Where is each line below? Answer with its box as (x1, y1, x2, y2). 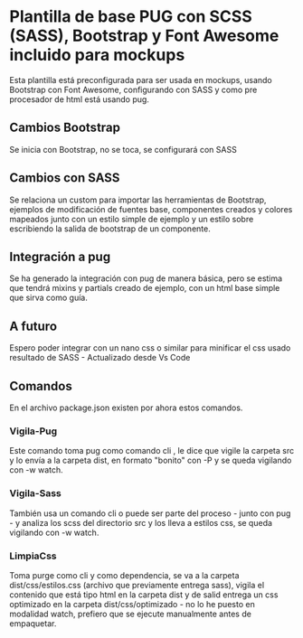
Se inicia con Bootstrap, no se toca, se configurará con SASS (9, 144, 237, 155)
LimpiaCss (9, 549, 57, 562)
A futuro (9, 318, 57, 333)
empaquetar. (9, 617, 57, 629)
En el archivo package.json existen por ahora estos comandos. (9, 402, 243, 413)
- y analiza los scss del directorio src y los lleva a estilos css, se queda (9, 517, 273, 528)
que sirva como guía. (9, 292, 88, 304)
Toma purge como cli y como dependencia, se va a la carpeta (9, 569, 240, 580)
